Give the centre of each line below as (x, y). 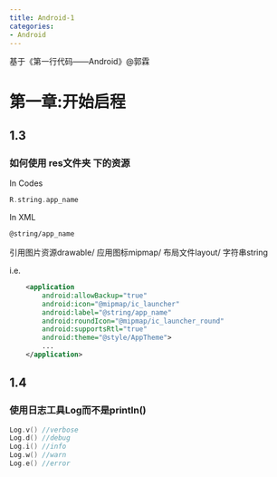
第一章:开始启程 (68, 102)
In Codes (26, 183)
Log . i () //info (38, 447)
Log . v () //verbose (44, 430)
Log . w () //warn (38, 455)
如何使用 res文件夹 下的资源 (70, 162)
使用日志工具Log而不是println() (78, 411)
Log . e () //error (40, 463)
